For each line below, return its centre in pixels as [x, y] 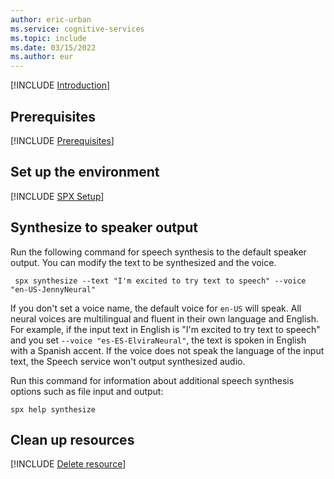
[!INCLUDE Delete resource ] [68, 464]
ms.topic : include [48, 38]
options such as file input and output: [87, 391]
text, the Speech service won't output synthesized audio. [128, 361]
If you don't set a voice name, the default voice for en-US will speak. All [156, 308]
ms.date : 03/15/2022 [53, 47]
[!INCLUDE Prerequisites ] [62, 140]
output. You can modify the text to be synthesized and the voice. [143, 262]
